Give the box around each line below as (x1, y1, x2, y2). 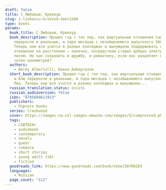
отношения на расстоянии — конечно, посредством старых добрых (14, 48, 147, 53)
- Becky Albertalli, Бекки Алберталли (14, 67, 94, 72)
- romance (14, 145, 35, 150)
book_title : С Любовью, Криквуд (9, 30, 77, 35)
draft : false (5, 7, 32, 12)
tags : (9, 117, 21, 123)
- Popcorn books (14, 104, 48, 109)
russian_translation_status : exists (9, 85, 85, 91)
